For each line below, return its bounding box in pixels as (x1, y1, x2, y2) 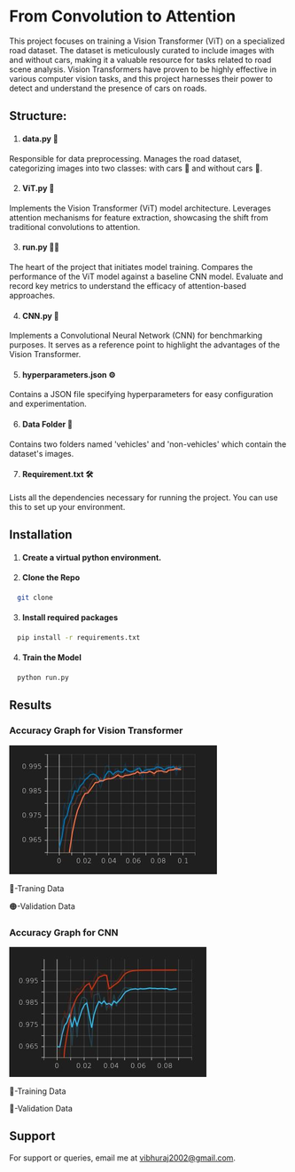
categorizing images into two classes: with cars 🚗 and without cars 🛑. (9, 163, 263, 173)
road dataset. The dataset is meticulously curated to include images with (9, 44, 275, 55)
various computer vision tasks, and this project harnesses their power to (9, 73, 273, 84)
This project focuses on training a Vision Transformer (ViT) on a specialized (9, 36, 285, 46)
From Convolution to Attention (9, 6, 237, 27)
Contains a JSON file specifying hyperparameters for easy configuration (9, 389, 274, 400)
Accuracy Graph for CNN (9, 926, 119, 938)
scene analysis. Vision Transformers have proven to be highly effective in (9, 64, 277, 75)
